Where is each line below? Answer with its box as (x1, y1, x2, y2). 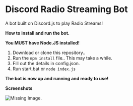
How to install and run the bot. (5, 30, 70, 36)
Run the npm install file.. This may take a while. (12, 55, 112, 61)
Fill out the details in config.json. (12, 60, 80, 66)
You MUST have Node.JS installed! (5, 39, 80, 46)
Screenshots (5, 85, 33, 91)
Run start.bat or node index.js (12, 66, 76, 72)
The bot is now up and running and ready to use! (5, 75, 109, 81)
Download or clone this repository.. (12, 49, 86, 56)
